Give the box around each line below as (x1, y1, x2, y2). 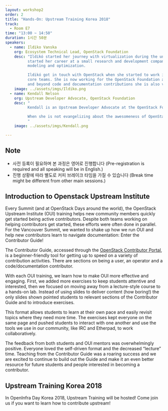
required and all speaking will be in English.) (12, 166, 103, 172)
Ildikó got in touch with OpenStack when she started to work (27, 72, 160, 78)
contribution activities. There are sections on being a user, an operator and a (5, 258, 163, 264)
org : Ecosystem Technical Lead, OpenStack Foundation (14, 49, 128, 54)
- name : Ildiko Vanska (9, 45, 57, 50)
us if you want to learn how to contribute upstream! (5, 400, 111, 406)
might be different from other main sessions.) (12, 178, 106, 184)
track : (5, 21, 19, 27)
